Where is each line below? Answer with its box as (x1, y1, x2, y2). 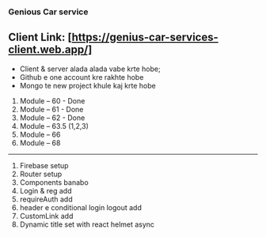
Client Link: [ (8, 31, 73, 44)
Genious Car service (8, 6, 89, 17)
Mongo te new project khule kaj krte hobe (19, 81, 156, 90)
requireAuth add (19, 194, 73, 204)
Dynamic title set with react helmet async (19, 220, 155, 229)
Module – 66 (19, 130, 61, 139)
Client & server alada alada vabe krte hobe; (19, 64, 161, 73)
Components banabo (19, 177, 89, 187)
